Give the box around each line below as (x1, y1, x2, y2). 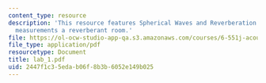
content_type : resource (8, 11, 87, 20)
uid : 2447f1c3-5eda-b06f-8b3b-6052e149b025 (8, 63, 154, 71)
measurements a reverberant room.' (15, 26, 133, 34)
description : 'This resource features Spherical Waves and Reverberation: (8, 19, 260, 27)
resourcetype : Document (8, 48, 87, 56)
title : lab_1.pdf (8, 56, 66, 64)
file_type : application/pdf (8, 41, 101, 49)
